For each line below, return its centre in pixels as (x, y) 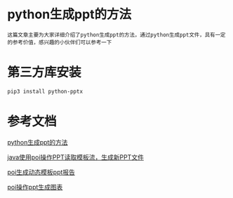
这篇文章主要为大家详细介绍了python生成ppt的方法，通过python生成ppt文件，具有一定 (116, 35)
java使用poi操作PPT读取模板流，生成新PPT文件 (75, 157)
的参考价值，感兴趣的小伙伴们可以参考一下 (60, 42)
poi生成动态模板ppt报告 (41, 172)
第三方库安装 (45, 73)
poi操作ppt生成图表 (35, 187)
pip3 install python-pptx (45, 91)
